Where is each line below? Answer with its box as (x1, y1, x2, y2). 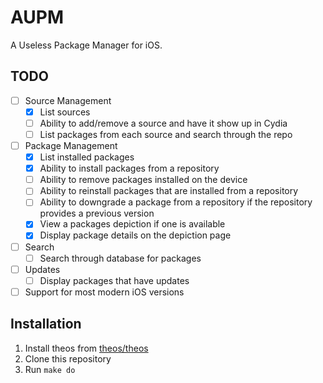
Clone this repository (24, 352, 112, 365)
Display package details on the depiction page (39, 229, 232, 241)
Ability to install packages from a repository (39, 162, 220, 175)
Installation (10, 316, 82, 333)
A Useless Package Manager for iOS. (10, 39, 163, 51)
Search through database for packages (39, 252, 202, 264)
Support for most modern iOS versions (24, 286, 185, 298)
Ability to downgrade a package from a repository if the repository (39, 196, 313, 208)
